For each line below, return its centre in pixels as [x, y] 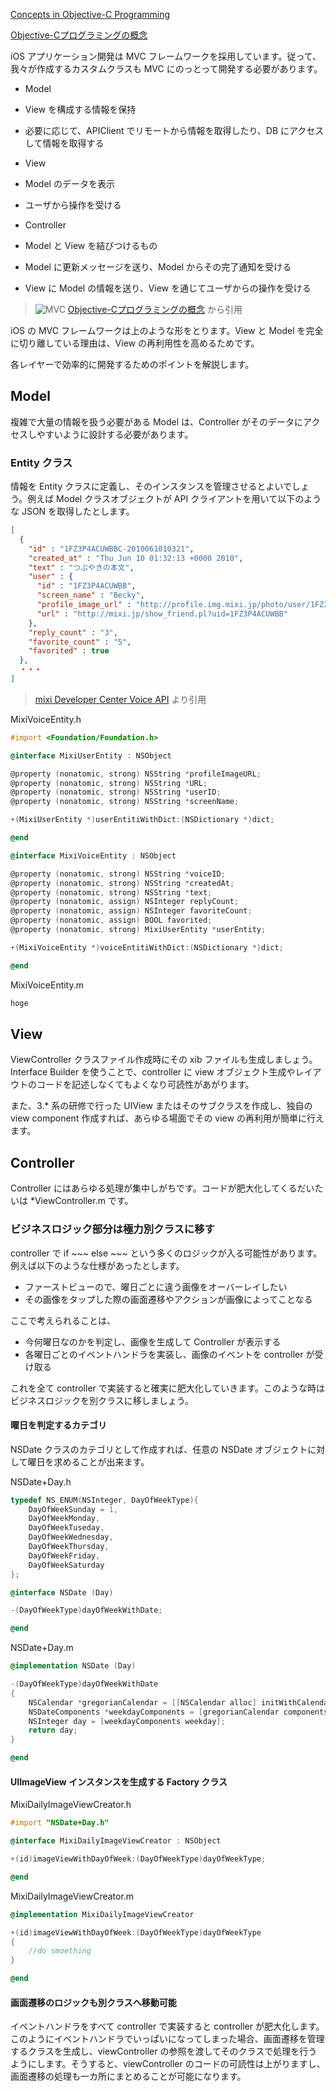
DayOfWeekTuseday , [66, 1528]
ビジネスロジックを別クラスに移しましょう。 [102, 1400]
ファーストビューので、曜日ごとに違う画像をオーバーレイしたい [156, 1286]
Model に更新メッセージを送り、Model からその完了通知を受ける [158, 267]
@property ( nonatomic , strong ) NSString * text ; [111, 892]
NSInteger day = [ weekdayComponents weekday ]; [127, 1721]
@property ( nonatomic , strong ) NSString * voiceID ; [118, 874]
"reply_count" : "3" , [73, 632]
